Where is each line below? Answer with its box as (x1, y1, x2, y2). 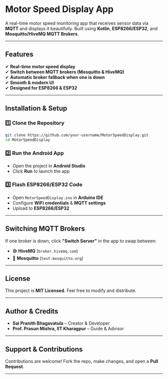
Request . (5, 363, 24, 370)
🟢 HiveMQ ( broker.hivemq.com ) (12, 248, 78, 254)
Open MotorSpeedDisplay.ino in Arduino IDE (12, 195, 103, 201)
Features (5, 50, 33, 59)
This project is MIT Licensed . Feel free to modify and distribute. (5, 288, 136, 294)
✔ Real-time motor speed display (5, 63, 75, 69)
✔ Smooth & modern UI (5, 79, 54, 85)
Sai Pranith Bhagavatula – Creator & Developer (12, 320, 110, 326)
